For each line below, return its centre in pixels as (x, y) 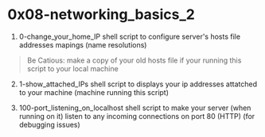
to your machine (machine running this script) (94, 92)
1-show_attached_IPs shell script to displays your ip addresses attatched (138, 84)
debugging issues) (49, 124)
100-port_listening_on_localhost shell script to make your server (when (135, 108)
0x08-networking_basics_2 (101, 15)
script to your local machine (72, 68)
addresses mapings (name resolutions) (83, 44)
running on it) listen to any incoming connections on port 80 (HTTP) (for (137, 116)
